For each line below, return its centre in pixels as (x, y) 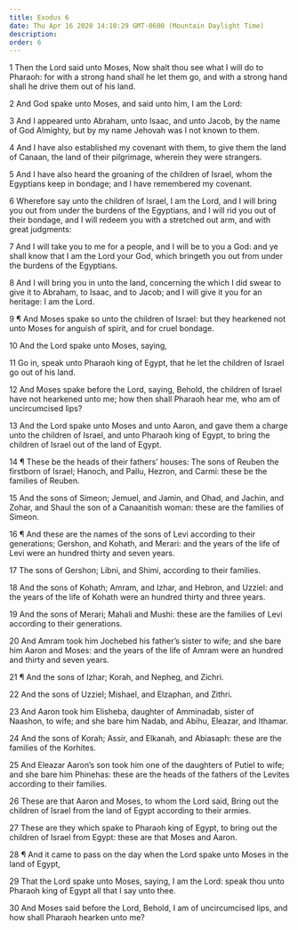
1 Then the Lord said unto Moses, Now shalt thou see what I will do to (137, 68)
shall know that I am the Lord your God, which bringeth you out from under (146, 256)
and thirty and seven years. (59, 660)
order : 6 (25, 42)
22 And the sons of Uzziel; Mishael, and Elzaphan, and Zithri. (121, 694)
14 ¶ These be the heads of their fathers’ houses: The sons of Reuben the (144, 462)
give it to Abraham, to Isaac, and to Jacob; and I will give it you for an (136, 292)
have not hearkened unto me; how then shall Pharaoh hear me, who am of (145, 399)
